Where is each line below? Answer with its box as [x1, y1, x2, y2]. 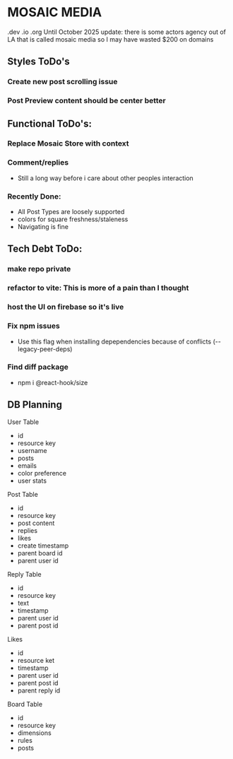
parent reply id [17, 686, 61, 695]
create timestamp [17, 541, 69, 550]
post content [17, 519, 55, 527]
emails [17, 461, 37, 470]
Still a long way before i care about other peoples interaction [17, 174, 194, 182]
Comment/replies [7, 158, 69, 167]
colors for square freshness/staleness [17, 215, 129, 223]
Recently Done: [7, 192, 61, 201]
